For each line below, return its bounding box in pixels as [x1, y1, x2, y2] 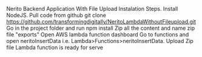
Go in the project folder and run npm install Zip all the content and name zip [6, 24, 195, 32]
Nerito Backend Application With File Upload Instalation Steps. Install [6, 5, 178, 12]
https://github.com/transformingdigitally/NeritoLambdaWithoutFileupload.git [6, 18, 196, 25]
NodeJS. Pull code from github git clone [6, 12, 106, 19]
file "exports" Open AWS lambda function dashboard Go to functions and [6, 31, 189, 38]
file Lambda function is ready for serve [6, 44, 103, 51]
